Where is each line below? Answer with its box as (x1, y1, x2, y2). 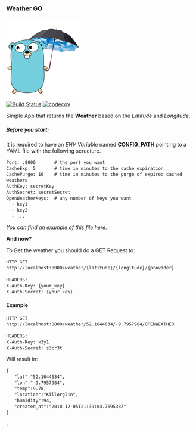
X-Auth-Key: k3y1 (6, 339, 49, 345)
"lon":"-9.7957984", (14, 380, 66, 386)
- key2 (11, 207, 28, 213)
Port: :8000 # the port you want (6, 160, 105, 166)
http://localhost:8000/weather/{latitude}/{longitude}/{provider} (6, 265, 175, 271)
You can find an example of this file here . (6, 224, 107, 231)
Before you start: (6, 126, 49, 133)
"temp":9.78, (14, 386, 46, 392)
